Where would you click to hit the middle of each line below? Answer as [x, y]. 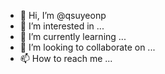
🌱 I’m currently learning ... [73, 36]
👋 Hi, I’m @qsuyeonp [63, 15]
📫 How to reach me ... [66, 58]
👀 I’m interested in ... [62, 26]
